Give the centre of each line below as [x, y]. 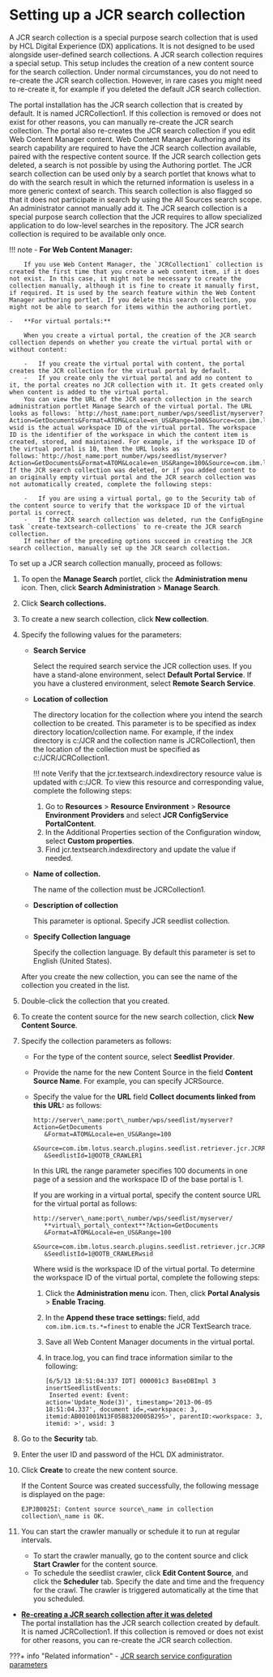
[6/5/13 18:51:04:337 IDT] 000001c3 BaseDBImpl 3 [130, 1381]
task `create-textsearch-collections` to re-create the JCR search [126, 527]
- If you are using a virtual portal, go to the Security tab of [140, 498]
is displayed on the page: [63, 1494]
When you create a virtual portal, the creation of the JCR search [140, 335]
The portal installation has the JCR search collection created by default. [141, 1623]
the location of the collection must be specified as [117, 749]
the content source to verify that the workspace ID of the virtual [127, 505]
